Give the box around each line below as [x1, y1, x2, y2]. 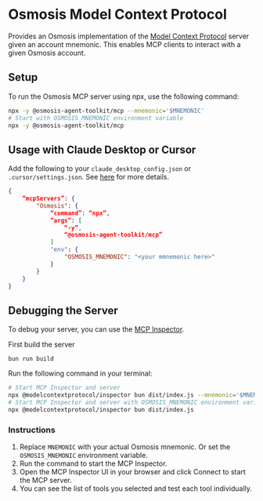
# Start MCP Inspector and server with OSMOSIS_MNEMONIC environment [8, 398, 240, 406]
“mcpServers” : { [22, 194, 76, 203]
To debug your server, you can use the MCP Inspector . [8, 325, 185, 334]
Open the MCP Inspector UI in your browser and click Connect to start [19, 467, 247, 477]
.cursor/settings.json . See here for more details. [8, 172, 170, 182]
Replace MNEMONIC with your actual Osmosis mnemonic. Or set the [19, 442, 231, 452]
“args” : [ [49, 216, 82, 224]
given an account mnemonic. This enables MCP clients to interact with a [8, 39, 241, 49]
